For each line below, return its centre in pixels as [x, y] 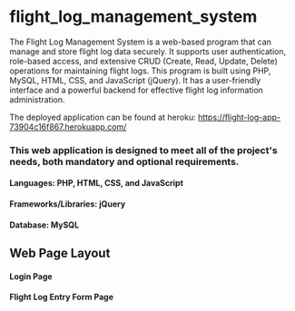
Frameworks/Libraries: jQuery [68, 204]
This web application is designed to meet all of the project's [144, 150]
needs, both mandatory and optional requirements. [124, 161]
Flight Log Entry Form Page [61, 297]
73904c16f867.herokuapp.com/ [68, 126]
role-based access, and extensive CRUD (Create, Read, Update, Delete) [144, 61]
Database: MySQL [44, 225]
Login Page [31, 276]
